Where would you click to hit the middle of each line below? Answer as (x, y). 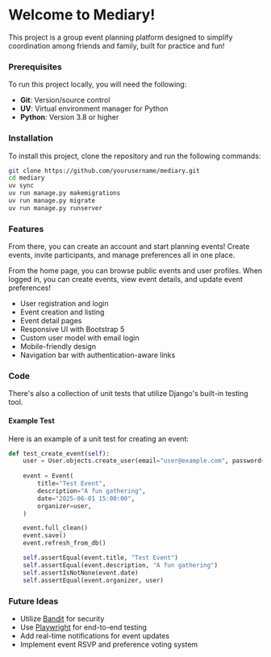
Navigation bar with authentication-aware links (98, 355)
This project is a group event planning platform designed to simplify (121, 37)
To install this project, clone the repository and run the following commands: (135, 156)
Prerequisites (35, 66)
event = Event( (48, 476)
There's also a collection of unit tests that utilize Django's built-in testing (128, 394)
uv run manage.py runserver (56, 208)
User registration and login (64, 304)
